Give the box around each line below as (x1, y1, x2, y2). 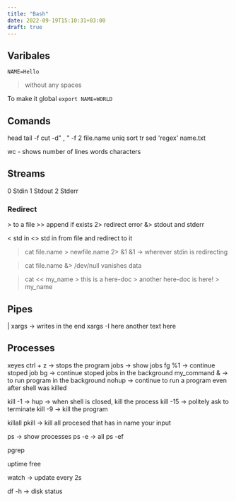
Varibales (7, 49, 51, 61)
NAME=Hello (7, 69, 40, 76)
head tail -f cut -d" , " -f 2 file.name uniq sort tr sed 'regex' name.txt (7, 134, 206, 142)
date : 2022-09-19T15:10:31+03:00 (7, 17, 106, 24)
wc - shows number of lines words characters (7, 148, 141, 155)
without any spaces (24, 81, 82, 89)
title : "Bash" (7, 10, 49, 18)
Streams (7, 167, 46, 180)
